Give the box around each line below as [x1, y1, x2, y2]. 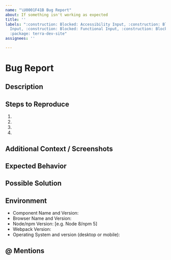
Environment [5, 196, 47, 205]
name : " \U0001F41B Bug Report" [5, 7, 72, 13]
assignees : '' [5, 36, 36, 41]
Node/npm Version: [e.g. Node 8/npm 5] [12, 221, 98, 227]
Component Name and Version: [12, 210, 79, 216]
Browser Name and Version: [12, 215, 72, 222]
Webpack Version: [12, 226, 51, 232]
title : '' [5, 17, 26, 22]
